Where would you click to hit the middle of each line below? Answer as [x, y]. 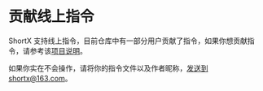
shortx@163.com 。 [40, 78]
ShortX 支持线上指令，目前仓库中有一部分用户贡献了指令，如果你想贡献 [128, 41]
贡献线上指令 [52, 17]
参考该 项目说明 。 [58, 50]
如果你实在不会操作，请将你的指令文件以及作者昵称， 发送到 [108, 68]
